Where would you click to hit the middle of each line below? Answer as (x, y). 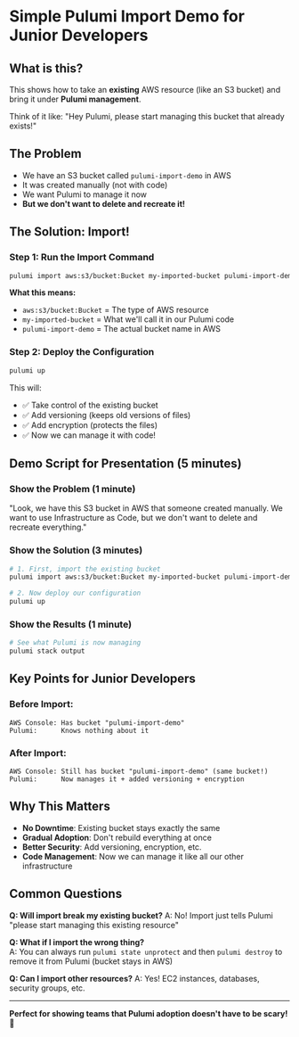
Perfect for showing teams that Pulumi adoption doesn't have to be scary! (149, 1013)
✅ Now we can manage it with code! (89, 435)
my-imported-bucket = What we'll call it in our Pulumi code (128, 319)
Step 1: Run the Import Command (82, 258)
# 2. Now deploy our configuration (75, 593)
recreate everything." (48, 527)
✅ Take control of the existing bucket (90, 405)
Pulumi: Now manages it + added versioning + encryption (127, 779)
